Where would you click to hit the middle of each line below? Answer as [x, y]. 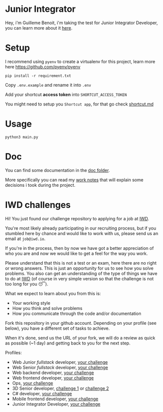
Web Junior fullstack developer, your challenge [60, 362]
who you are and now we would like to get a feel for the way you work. [77, 253]
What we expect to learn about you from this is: [53, 293]
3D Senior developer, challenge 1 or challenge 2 [60, 388]
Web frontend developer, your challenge [53, 378]
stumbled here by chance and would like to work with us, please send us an [82, 233]
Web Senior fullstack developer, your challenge [60, 367]
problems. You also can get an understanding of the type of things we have [81, 273]
